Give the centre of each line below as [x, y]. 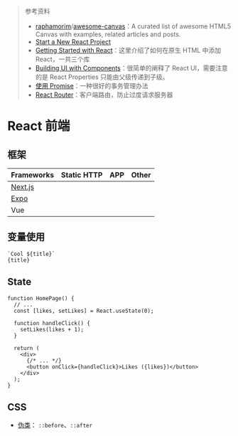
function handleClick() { [52, 323]
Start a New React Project [73, 42]
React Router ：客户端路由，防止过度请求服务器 [104, 95]
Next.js [22, 187]
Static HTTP [82, 175]
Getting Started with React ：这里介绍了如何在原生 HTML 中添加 [128, 50]
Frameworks [33, 175]
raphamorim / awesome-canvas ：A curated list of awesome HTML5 [133, 26]
